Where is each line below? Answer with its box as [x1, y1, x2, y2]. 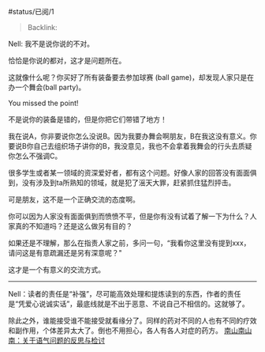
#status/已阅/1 [8, 7, 54, 16]
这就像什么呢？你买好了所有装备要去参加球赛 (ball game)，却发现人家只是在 [8, 73, 255, 81]
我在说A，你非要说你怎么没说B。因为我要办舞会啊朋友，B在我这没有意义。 [8, 131, 250, 141]
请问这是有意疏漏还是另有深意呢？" [8, 248, 122, 257]
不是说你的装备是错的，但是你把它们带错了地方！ [8, 115, 167, 124]
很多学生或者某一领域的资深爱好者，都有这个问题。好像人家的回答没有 [8, 168, 237, 177]
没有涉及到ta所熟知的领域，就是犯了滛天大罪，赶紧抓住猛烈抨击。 [21, 178, 236, 187]
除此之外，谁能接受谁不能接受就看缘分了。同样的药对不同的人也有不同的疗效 [8, 316, 257, 325]
